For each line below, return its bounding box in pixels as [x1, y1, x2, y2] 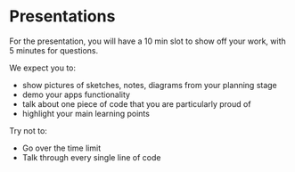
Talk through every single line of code [21, 152, 161, 162]
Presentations [9, 6, 116, 27]
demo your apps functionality [21, 89, 131, 100]
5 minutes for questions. [9, 45, 99, 55]
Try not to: [9, 125, 47, 135]
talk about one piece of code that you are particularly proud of [21, 98, 251, 109]
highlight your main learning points [21, 108, 150, 119]
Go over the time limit [21, 143, 101, 153]
